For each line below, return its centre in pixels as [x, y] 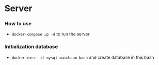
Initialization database [31, 47]
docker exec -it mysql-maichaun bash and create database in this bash [83, 57]
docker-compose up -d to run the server [51, 34]
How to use [18, 24]
